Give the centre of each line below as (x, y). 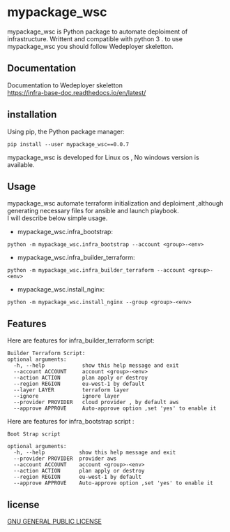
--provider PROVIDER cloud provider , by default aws (96, 403)
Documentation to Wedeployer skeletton (65, 85)
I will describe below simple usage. (58, 218)
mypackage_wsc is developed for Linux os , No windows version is (103, 157)
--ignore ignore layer (67, 396)
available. (21, 164)
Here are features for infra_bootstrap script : (71, 422)
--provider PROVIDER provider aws (65, 459)
